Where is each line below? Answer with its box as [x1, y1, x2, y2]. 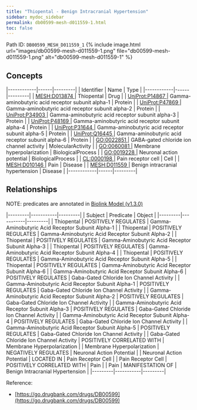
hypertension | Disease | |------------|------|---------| [6, 168, 138, 175]
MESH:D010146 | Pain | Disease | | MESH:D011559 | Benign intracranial [6, 161, 178, 168]
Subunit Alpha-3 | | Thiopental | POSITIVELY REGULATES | [6, 242, 148, 250]
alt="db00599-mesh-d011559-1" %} [45, 54, 133, 61]
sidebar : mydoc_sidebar [6, 14, 65, 20]
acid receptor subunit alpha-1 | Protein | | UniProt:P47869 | [39, 99, 182, 106]
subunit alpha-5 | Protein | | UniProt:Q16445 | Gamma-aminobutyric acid [6, 130, 182, 137]
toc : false [6, 25, 33, 31]
